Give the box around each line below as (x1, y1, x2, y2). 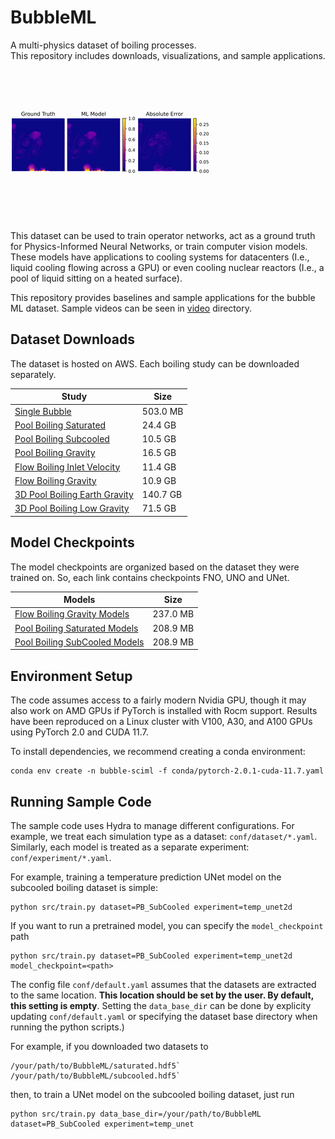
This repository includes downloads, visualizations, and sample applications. (10, 49, 326, 61)
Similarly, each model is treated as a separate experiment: (10, 841, 250, 853)
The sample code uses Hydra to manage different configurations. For (10, 819, 295, 831)
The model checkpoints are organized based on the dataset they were (10, 561, 300, 573)
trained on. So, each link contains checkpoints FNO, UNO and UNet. (10, 571, 290, 583)
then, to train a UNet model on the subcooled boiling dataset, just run (10, 1088, 295, 1100)
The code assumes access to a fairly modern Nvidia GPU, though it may (10, 694, 307, 706)
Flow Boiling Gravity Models (14, 608, 130, 620)
